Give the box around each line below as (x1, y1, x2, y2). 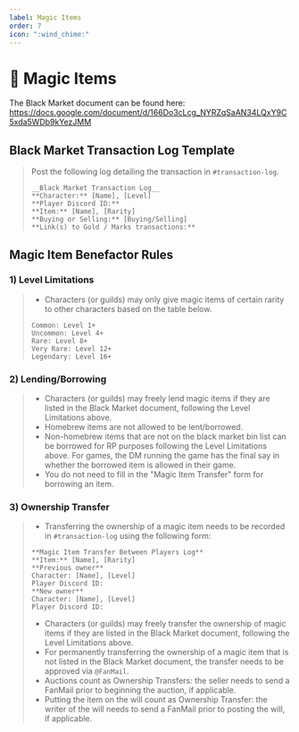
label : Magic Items (9, 13, 82, 22)
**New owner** (30, 587, 84, 596)
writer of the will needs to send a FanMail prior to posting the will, (44, 703, 286, 715)
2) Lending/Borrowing (9, 373, 107, 385)
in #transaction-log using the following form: (44, 531, 212, 542)
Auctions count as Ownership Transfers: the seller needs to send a (44, 676, 290, 686)
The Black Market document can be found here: (9, 97, 186, 108)
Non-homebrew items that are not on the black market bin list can (44, 431, 287, 442)
